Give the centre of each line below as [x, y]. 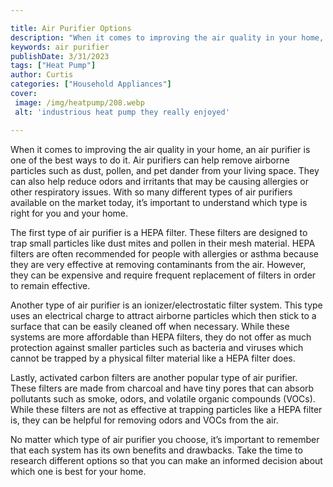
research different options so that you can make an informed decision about [166, 460]
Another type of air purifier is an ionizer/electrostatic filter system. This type [166, 305]
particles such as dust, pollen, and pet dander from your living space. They [165, 170]
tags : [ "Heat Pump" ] [53, 66]
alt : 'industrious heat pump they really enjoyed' [122, 112]
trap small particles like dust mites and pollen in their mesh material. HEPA [163, 243]
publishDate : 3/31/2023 [60, 56]
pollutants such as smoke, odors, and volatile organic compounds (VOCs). [163, 398]
